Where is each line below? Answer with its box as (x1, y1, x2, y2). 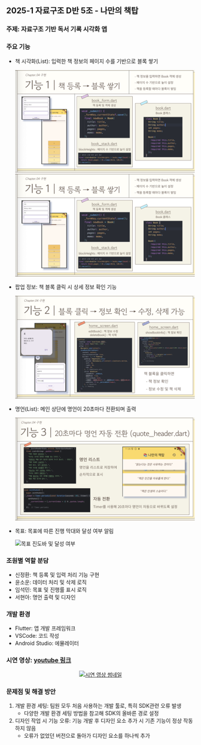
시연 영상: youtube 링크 (6, 656, 72, 665)
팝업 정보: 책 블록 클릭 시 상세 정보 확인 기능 (14, 283, 117, 290)
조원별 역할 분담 (6, 556, 49, 565)
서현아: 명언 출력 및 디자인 (14, 593, 76, 601)
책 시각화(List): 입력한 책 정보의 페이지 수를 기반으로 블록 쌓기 (14, 57, 159, 65)
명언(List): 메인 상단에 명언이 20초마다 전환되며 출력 (14, 405, 136, 412)
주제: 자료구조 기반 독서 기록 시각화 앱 (6, 25, 108, 34)
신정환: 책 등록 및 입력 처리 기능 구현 (14, 571, 100, 579)
